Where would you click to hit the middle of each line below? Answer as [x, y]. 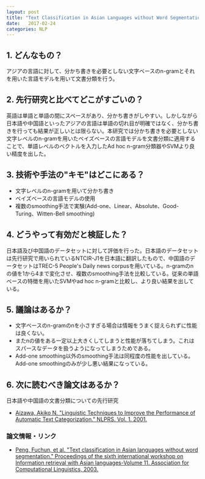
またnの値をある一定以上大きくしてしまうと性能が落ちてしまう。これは [105, 341]
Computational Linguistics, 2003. [57, 469]
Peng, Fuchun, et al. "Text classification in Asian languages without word [106, 450]
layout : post [23, 12]
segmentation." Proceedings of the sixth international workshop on [99, 456]
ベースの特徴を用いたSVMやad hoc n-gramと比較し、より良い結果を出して [100, 281]
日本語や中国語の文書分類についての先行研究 [63, 401]
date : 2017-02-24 [31, 23]
